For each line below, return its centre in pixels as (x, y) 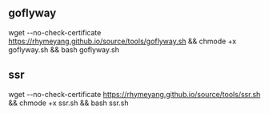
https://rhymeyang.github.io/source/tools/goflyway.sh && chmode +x (122, 41)
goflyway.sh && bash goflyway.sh (64, 49)
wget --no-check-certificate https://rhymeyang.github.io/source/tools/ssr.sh (134, 94)
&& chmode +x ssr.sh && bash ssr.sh (68, 103)
